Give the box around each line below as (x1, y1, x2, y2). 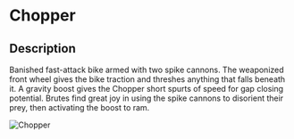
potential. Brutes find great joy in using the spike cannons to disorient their (9, 93, 284, 103)
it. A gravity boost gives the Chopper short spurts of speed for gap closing (9, 84, 284, 94)
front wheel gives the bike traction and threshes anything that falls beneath (9, 74, 286, 85)
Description (9, 41, 76, 56)
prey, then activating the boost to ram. (9, 102, 150, 112)
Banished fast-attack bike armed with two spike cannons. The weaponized (9, 64, 284, 75)
